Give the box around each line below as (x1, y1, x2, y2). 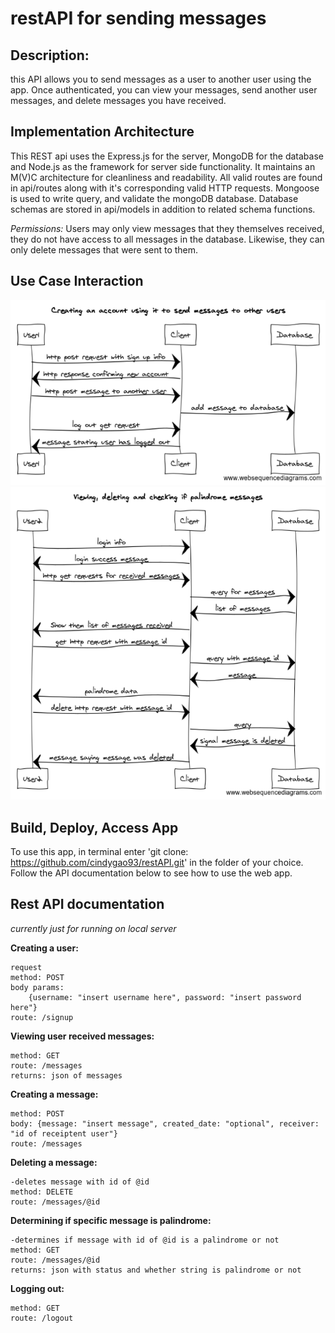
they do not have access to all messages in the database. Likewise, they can (10, 233, 325, 245)
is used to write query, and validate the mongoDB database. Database (10, 192, 299, 204)
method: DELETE (10, 1187, 74, 1197)
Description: (10, 47, 90, 64)
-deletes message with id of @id (10, 1177, 150, 1187)
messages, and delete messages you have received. (10, 95, 227, 106)
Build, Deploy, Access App (10, 819, 179, 836)
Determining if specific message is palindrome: (10, 1214, 212, 1226)
